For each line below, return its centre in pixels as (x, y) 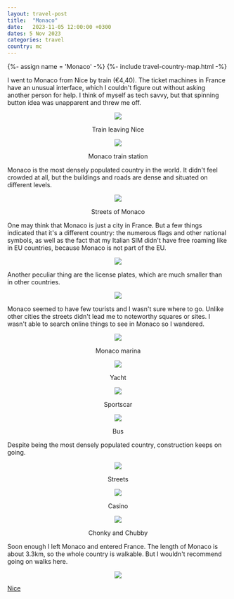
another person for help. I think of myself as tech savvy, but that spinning (113, 95)
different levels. (30, 185)
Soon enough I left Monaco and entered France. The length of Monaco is (113, 547)
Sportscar (118, 404)
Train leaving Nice (118, 130)
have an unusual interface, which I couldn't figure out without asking (106, 88)
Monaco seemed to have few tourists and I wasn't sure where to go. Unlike (116, 309)
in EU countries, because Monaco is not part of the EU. (87, 248)
